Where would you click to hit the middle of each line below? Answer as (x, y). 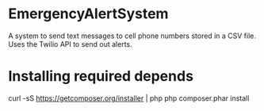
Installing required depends (101, 77)
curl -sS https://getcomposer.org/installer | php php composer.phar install (129, 98)
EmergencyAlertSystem (88, 14)
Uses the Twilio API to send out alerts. (70, 44)
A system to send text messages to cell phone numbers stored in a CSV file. (132, 36)
